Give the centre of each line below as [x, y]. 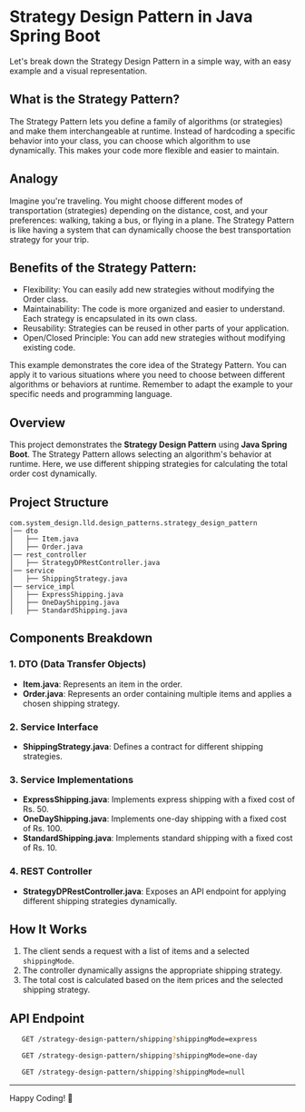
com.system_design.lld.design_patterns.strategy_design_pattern [133, 523]
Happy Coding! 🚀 [41, 1097]
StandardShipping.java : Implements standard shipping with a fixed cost [157, 839]
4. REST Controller [51, 871]
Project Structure [59, 502]
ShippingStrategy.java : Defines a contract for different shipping [143, 746]
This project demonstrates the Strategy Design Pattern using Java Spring [148, 445]
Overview [38, 423]
